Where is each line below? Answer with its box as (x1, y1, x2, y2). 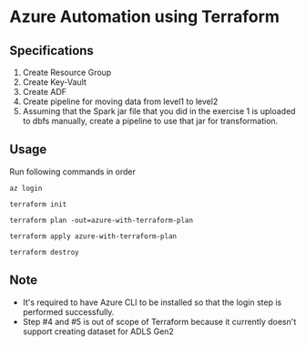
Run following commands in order (9, 166, 137, 177)
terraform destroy (9, 247, 79, 257)
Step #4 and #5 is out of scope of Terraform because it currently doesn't (22, 316, 297, 327)
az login (9, 183, 43, 193)
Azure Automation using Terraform (9, 6, 280, 27)
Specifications (9, 43, 94, 58)
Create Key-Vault (22, 77, 87, 88)
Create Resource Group (22, 67, 112, 78)
